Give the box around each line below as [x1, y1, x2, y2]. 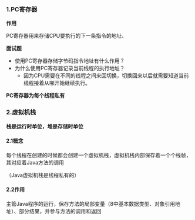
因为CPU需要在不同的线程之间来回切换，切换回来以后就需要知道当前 [23, 72, 189, 79]
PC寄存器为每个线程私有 [6, 92, 65, 99]
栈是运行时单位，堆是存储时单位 [6, 123, 83, 130]
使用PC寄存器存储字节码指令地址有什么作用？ [14, 57, 125, 64]
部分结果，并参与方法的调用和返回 [18, 208, 102, 215]
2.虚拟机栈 [6, 108, 36, 116]
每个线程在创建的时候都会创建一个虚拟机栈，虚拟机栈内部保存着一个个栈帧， [6, 152, 191, 159]
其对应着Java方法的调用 [6, 159, 65, 166]
